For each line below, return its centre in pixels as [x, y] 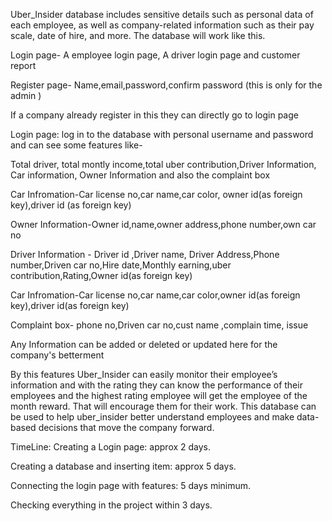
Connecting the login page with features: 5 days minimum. [131, 485]
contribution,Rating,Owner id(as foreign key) [101, 275]
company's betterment [57, 355]
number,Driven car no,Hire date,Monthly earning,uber [121, 265]
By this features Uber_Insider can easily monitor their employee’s [144, 374]
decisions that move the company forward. [126, 427]
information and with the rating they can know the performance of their [156, 385]
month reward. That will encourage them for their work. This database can [163, 406]
